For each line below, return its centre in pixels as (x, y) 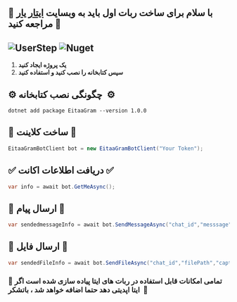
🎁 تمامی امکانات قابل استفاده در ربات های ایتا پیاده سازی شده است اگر (115, 281)
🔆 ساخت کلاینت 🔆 (42, 132)
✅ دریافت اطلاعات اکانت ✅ (61, 171)
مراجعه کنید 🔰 (35, 24)
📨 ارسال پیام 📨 (37, 208)
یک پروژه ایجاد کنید (42, 65)
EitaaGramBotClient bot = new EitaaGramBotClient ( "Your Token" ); (105, 149)
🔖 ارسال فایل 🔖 (38, 247)
